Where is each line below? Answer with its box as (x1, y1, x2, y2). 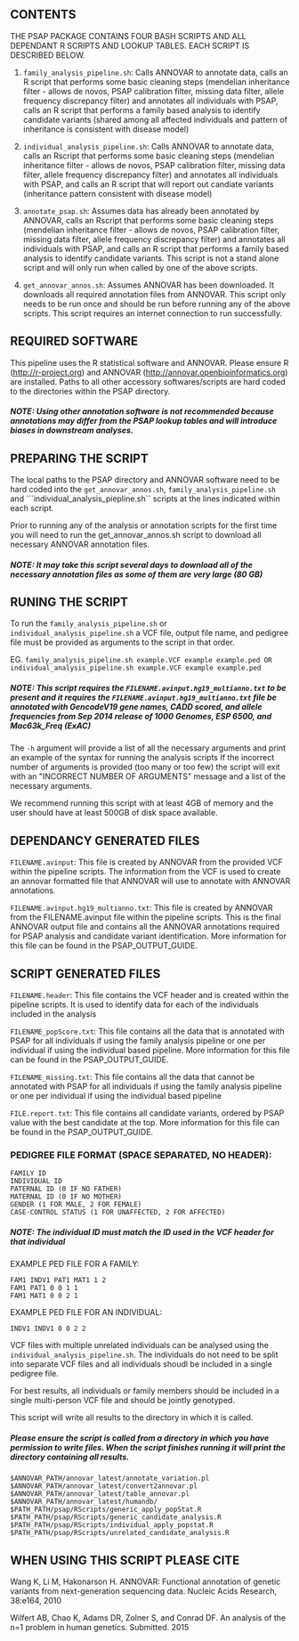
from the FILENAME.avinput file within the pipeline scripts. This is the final (10, 912, 281, 922)
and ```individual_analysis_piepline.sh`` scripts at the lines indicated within (10, 493, 281, 504)
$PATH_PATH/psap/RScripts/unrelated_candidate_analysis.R (10, 1529, 230, 1538)
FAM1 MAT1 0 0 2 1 (10, 1291, 78, 1301)
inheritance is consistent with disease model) (22, 124, 190, 134)
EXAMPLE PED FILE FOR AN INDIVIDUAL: (10, 1307, 163, 1318)
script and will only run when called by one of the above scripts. (22, 262, 258, 272)
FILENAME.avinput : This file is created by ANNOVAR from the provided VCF (10, 857, 283, 867)
